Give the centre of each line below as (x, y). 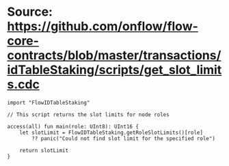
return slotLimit (44, 150)
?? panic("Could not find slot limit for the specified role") (123, 138)
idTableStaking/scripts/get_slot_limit (114, 70)
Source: (30, 12)
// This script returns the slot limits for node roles (88, 114)
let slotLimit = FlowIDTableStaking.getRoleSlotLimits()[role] (111, 133)
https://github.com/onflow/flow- (103, 26)
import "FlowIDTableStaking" (49, 102)
